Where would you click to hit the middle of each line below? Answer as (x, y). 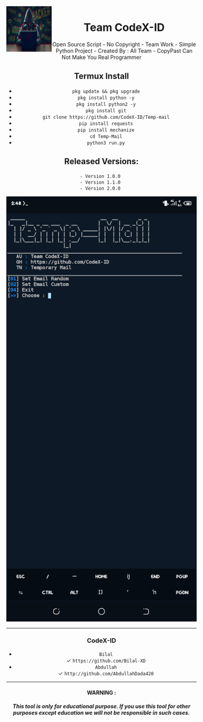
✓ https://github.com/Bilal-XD (106, 660)
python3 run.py (106, 143)
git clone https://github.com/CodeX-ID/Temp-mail (106, 117)
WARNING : (101, 693)
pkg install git (106, 111)
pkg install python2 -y (106, 104)
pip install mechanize (106, 130)
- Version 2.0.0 (100, 188)
